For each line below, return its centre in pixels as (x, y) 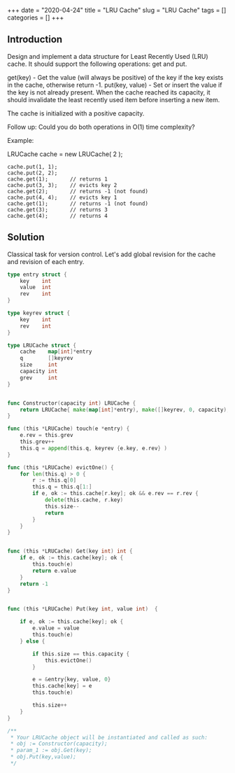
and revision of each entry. (46, 261)
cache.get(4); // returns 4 (58, 216)
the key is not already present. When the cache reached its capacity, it (109, 92)
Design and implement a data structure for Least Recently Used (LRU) (108, 56)
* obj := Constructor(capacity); (59, 744)
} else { (33, 641)
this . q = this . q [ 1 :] (62, 487)
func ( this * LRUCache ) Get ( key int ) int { (70, 551)
